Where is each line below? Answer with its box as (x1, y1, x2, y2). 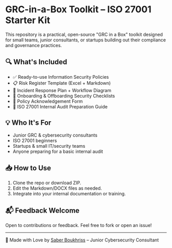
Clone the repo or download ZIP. (12, 180, 81, 186)
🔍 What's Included (5, 58, 68, 66)
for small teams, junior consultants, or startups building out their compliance (5, 37, 166, 43)
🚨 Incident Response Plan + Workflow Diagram (12, 87, 112, 93)
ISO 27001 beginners (12, 137, 57, 144)
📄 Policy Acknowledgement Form (12, 98, 83, 104)
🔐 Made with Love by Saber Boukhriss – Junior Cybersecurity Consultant (5, 237, 159, 243)
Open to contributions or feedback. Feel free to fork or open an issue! (5, 222, 152, 229)
